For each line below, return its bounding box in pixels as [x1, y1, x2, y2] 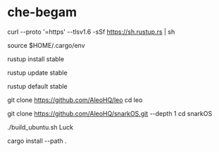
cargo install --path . [7, 137, 67, 145]
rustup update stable [7, 68, 68, 77]
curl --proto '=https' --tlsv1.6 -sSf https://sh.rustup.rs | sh [7, 27, 175, 36]
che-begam [7, 4, 77, 20]
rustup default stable [7, 82, 68, 90]
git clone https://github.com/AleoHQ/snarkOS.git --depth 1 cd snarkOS [7, 109, 213, 118]
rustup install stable [7, 54, 65, 63]
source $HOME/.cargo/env [7, 41, 86, 49]
